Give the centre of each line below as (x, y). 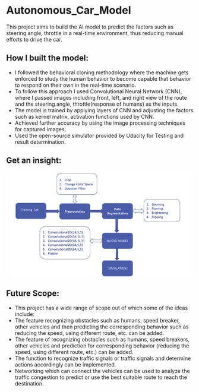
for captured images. (40, 129)
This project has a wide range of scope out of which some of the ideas (101, 308)
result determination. (40, 142)
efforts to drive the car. (34, 39)
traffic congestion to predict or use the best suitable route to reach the (101, 377)
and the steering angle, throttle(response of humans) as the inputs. (97, 104)
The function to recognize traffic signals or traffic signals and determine (103, 358)
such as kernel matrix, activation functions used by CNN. (84, 116)
